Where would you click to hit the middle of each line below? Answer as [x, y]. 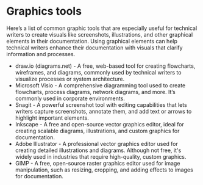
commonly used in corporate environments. [70, 98]
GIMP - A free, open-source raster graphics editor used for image [98, 163]
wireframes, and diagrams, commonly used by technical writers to [98, 72]
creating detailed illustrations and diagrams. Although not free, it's [98, 150]
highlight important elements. [52, 118]
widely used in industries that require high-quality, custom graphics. [101, 156]
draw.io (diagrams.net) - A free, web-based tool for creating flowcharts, [105, 66]
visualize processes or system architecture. [70, 79]
